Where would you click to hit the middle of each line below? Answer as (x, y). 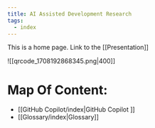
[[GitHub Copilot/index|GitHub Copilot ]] (76, 110)
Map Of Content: (58, 90)
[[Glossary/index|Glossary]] (58, 117)
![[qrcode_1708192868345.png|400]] (62, 61)
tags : (15, 21)
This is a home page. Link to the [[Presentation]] (78, 48)
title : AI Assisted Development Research (70, 14)
